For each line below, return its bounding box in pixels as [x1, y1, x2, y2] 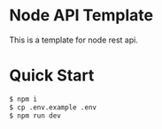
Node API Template [9, 5, 153, 26]
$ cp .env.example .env [9, 102, 97, 111]
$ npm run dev [9, 111, 62, 120]
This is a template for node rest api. [9, 34, 139, 45]
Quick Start [9, 65, 95, 86]
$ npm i [9, 95, 38, 103]
